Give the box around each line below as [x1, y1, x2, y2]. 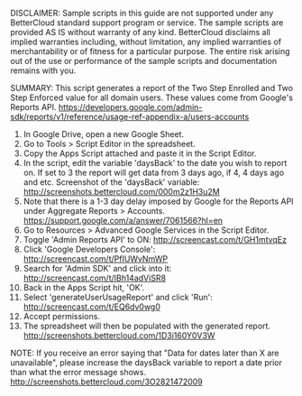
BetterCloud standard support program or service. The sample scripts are [10, 17, 284, 28]
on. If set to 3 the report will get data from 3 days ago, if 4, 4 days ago [23, 167, 285, 178]
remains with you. [10, 65, 77, 76]
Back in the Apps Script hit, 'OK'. [23, 282, 145, 292]
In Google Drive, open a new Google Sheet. [23, 129, 184, 139]
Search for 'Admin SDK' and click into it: [23, 263, 172, 273]
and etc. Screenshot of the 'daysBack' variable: [23, 177, 200, 188]
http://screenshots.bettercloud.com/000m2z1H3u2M [23, 187, 220, 197]
